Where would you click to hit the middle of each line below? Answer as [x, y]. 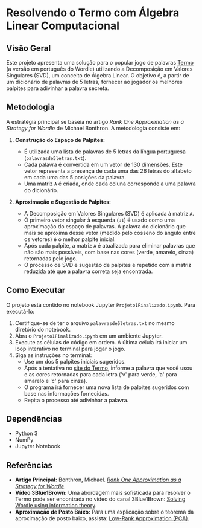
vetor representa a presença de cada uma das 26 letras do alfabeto [108, 171]
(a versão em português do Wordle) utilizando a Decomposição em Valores [99, 69]
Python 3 [26, 433]
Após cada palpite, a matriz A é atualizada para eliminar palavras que [109, 245]
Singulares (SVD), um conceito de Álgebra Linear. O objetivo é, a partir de [98, 75]
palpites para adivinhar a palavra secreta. [58, 88]
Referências [30, 465]
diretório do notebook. [43, 329]
